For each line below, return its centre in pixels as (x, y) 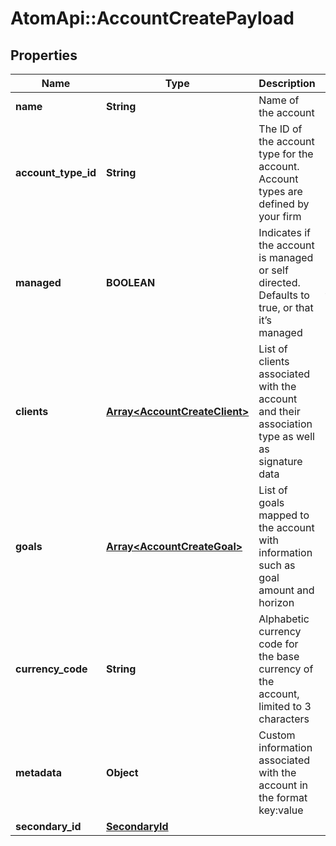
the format (283, 797)
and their (279, 411)
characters (284, 719)
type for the (286, 154)
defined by (284, 204)
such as (277, 565)
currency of (286, 669)
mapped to (284, 515)
